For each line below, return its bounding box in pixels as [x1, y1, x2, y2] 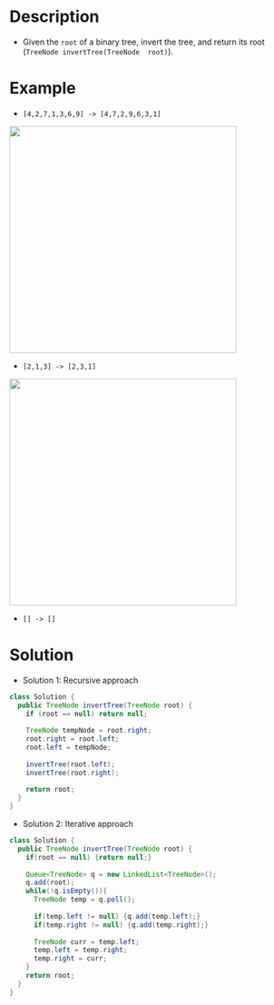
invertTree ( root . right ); [25, 768, 120, 777]
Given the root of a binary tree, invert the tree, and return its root [22, 36, 265, 47]
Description [9, 6, 100, 27]
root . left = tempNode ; [25, 743, 112, 753]
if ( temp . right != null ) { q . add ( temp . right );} [33, 920, 209, 930]
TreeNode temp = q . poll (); [33, 895, 136, 904]
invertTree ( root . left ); [25, 760, 116, 769]
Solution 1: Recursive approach [22, 675, 139, 685]
